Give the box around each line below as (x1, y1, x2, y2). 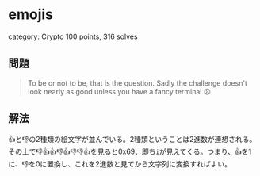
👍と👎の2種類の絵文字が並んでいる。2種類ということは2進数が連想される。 (8, 134, 257, 143)
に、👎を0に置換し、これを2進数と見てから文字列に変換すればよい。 (8, 159, 232, 168)
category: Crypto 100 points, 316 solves (8, 32, 138, 41)
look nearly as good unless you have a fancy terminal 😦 (27, 86, 212, 96)
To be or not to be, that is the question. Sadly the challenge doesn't (27, 78, 248, 88)
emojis (8, 6, 54, 24)
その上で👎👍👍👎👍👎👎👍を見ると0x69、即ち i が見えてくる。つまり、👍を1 (8, 147, 252, 156)
